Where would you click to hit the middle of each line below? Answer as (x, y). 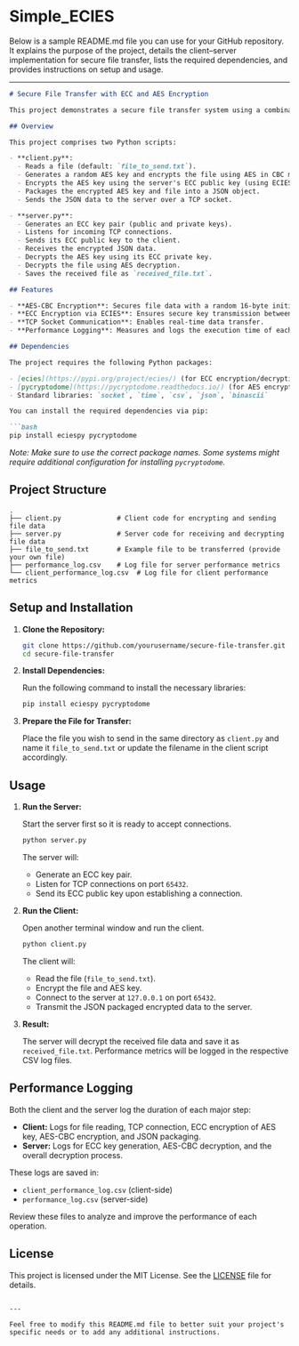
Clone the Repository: (63, 629)
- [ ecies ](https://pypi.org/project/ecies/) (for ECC (111, 379)
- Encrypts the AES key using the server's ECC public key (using (143, 183)
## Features (31, 290)
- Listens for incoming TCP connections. (95, 232)
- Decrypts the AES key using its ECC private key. (115, 257)
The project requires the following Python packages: (111, 362)
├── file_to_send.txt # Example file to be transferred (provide (145, 549)
